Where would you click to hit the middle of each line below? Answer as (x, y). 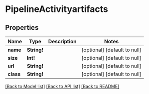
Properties (22, 28)
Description (62, 42)
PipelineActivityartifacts (57, 9)
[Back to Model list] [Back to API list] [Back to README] (62, 86)
